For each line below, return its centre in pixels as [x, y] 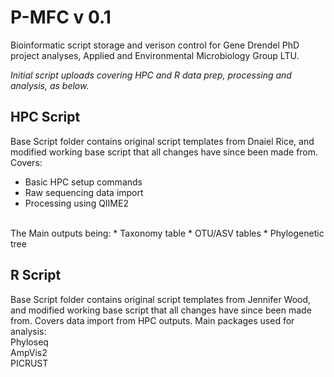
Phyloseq [29, 342]
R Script [36, 275]
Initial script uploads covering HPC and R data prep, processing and [151, 75]
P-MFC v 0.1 [61, 17]
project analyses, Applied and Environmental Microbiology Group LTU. [155, 55]
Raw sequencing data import [84, 192]
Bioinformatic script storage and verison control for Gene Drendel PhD [155, 45]
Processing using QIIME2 [76, 203]
